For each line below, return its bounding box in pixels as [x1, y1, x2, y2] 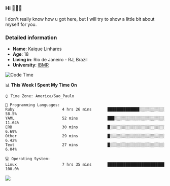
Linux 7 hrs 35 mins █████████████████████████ [5, 162, 165, 167]
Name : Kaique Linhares [12, 46, 62, 52]
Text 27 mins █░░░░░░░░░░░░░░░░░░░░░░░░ [5, 142, 165, 147]
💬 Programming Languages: [5, 102, 60, 107]
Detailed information [5, 34, 57, 41]
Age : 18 [12, 51, 29, 57]
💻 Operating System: [5, 156, 51, 161]
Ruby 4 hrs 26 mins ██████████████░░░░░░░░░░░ [5, 106, 165, 112]
